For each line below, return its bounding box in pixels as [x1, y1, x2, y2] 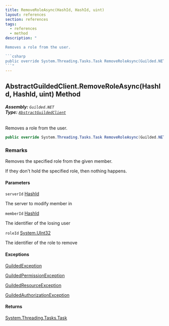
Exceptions [5, 251, 29, 257]
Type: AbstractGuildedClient [5, 109, 66, 115]
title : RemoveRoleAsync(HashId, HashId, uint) [5, 7, 105, 13]
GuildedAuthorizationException [5, 292, 70, 298]
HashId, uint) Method [13, 89, 81, 99]
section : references [5, 17, 49, 22]
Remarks [5, 147, 28, 154]
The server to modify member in [5, 201, 72, 207]
